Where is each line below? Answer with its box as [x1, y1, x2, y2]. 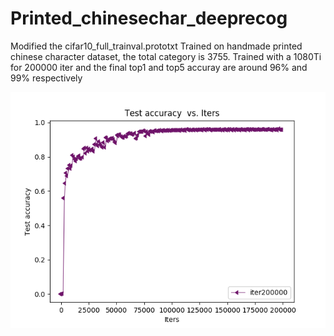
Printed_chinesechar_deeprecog [10, 7, 288, 30]
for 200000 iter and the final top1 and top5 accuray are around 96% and [10, 61, 308, 73]
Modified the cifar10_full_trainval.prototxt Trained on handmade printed [10, 40, 303, 52]
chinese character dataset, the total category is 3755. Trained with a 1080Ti [10, 50, 322, 62]
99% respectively [10, 72, 83, 84]
